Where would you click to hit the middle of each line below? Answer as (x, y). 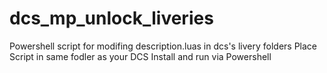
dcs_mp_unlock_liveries (111, 18)
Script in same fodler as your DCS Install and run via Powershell (140, 56)
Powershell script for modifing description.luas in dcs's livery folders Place (163, 46)
